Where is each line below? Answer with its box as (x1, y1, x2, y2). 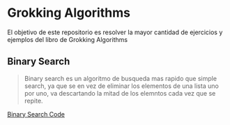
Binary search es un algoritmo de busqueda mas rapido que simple (24, 74, 217, 82)
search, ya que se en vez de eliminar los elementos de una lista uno (24, 82, 220, 90)
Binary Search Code (7, 110, 65, 118)
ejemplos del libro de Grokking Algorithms (7, 35, 128, 43)
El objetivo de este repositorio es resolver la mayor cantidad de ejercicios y (7, 28, 223, 36)
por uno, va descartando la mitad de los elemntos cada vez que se (24, 89, 216, 97)
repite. (24, 96, 43, 105)
